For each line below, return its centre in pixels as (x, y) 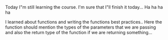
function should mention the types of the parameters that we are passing (81, 27)
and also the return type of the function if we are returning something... (79, 32)
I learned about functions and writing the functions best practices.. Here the (83, 22)
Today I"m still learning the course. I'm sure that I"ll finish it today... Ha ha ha (84, 7)
